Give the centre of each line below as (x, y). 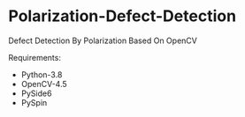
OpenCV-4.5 (44, 84)
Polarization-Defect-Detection (122, 16)
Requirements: (34, 57)
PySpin (34, 102)
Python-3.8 (42, 74)
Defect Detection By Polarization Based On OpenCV (103, 40)
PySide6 (36, 93)
